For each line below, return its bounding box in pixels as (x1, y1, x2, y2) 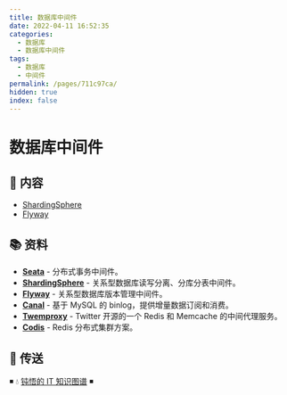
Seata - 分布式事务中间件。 (21, 267, 123, 277)
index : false (9, 95, 58, 105)
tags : (9, 54, 29, 63)
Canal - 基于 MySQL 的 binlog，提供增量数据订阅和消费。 (21, 300, 234, 310)
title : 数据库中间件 (9, 12, 78, 22)
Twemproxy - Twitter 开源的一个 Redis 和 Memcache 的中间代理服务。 (21, 311, 283, 322)
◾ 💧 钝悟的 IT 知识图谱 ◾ (9, 376, 94, 386)
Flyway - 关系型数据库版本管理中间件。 (21, 289, 168, 300)
